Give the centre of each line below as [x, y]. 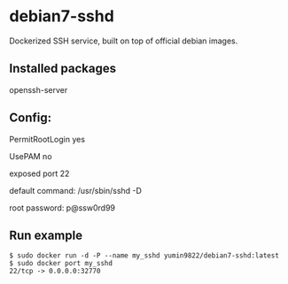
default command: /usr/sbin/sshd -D [75, 190]
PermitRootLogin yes [47, 139]
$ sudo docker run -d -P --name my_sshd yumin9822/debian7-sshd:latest [144, 256]
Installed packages [63, 69]
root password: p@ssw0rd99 [62, 207]
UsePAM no [31, 156]
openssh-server [39, 89]
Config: [30, 118]
